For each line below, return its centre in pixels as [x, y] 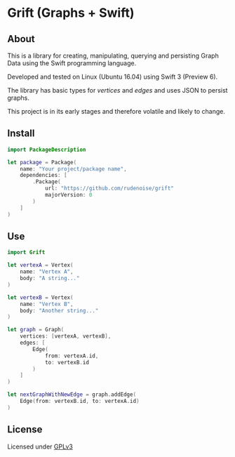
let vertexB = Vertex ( [40, 297]
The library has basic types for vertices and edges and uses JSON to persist [117, 90]
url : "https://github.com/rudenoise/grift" [109, 188]
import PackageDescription [47, 150]
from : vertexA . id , [72, 356]
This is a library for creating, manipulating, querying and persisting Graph [113, 55]
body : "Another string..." [59, 310]
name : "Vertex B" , [47, 304]
